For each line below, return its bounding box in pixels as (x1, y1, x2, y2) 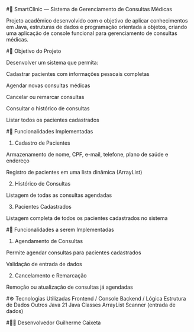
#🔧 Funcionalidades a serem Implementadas (6, 226, 114, 233)
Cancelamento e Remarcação (14, 272, 87, 279)
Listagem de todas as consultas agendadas (6, 191, 112, 199)
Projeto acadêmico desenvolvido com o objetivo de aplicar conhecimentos (6, 17, 188, 24)
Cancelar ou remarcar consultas (6, 94, 85, 100)
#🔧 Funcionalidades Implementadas (6, 128, 93, 135)
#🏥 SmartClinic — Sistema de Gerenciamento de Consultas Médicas (6, 6, 173, 12)
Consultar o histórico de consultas (6, 105, 90, 112)
